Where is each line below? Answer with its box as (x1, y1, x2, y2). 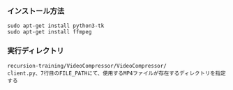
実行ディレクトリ (7, 46, 64, 56)
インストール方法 (7, 6, 65, 15)
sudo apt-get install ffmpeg (7, 29, 92, 36)
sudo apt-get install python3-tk (7, 22, 105, 29)
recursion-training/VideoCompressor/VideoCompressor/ (7, 62, 167, 69)
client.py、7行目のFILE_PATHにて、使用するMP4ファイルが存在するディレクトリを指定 (7, 70, 226, 77)
